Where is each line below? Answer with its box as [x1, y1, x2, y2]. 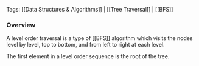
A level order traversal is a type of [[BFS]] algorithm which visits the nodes [6, 35, 193, 42]
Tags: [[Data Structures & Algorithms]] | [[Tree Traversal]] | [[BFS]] [6, 6, 173, 13]
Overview [6, 21, 36, 29]
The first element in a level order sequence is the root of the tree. [6, 53, 170, 60]
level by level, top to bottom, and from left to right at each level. [6, 41, 166, 48]
